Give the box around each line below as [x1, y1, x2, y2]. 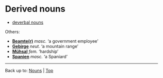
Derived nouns [5, 3, 65, 15]
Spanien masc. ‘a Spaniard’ [12, 53, 68, 59]
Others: [5, 29, 20, 34]
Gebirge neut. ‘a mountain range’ [12, 43, 79, 49]
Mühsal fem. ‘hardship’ [12, 48, 59, 54]
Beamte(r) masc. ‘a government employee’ [12, 38, 98, 44]
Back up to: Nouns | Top [5, 67, 53, 73]
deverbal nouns [12, 19, 44, 25]
